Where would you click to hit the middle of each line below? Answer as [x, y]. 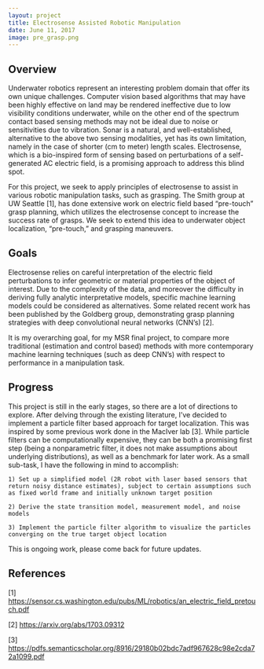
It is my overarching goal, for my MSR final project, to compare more [119, 337]
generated [25, 164]
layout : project [35, 15]
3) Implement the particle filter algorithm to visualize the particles [130, 527]
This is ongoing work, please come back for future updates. [105, 549]
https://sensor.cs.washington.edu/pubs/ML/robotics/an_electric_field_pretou [132, 601]
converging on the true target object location [88, 534]
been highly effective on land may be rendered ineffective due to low [120, 105]
